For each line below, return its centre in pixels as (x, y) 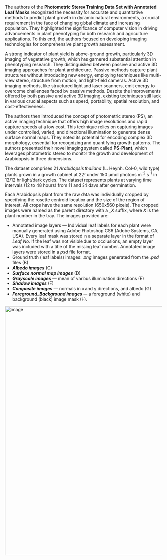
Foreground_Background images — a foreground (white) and (76, 294)
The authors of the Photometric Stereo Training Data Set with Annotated (81, 7)
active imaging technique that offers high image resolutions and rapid (76, 122)
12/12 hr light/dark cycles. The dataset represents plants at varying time (78, 180)
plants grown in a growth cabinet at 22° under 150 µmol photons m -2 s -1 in (81, 174)
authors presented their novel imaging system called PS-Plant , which (76, 148)
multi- (155, 75)
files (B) (20, 262)
